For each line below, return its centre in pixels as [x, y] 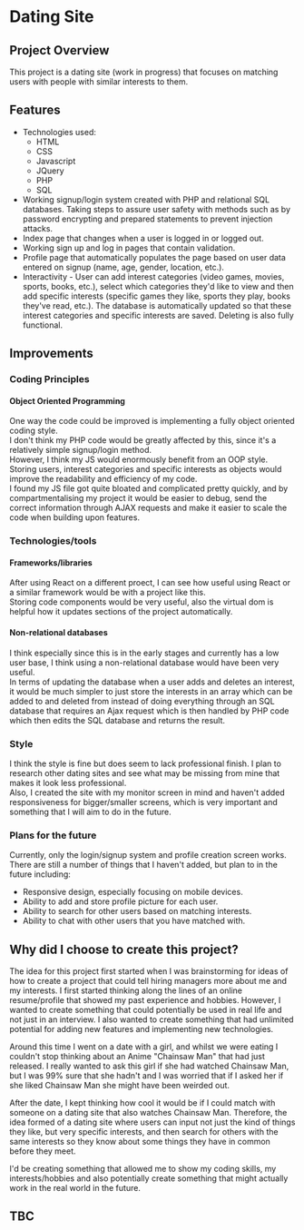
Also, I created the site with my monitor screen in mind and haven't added [147, 792]
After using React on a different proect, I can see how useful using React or [150, 583]
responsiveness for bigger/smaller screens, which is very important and [144, 802]
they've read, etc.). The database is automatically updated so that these [157, 305]
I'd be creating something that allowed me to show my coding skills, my [143, 1169]
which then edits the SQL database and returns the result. [117, 720]
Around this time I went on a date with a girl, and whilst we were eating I [144, 1047]
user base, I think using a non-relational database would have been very [144, 662]
